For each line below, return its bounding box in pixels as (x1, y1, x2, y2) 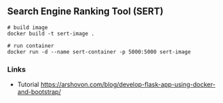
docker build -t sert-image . (7, 30, 95, 37)
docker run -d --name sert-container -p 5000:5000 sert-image (7, 48, 191, 55)
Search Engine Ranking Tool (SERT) (7, 6, 164, 17)
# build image (7, 24, 49, 31)
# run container (7, 42, 54, 49)
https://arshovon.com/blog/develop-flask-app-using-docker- (40, 80, 216, 89)
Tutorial (17, 80, 40, 89)
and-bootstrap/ (17, 88, 61, 96)
